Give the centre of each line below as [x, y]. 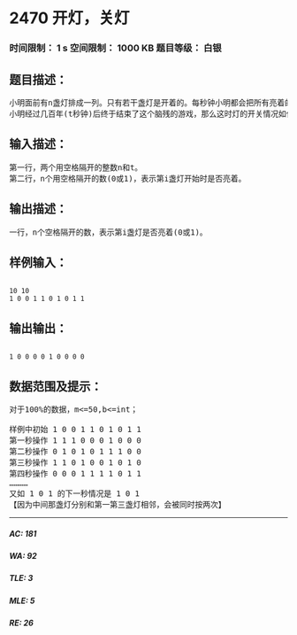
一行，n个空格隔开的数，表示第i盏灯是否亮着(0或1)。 [108, 232]
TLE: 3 [21, 578]
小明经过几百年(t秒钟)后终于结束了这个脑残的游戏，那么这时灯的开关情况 [144, 113]
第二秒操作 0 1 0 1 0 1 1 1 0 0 [75, 451]
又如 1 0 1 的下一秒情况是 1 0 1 [74, 493]
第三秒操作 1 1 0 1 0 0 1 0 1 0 [75, 462]
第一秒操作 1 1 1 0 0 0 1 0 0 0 [75, 440]
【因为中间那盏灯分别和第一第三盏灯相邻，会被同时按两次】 [118, 504]
